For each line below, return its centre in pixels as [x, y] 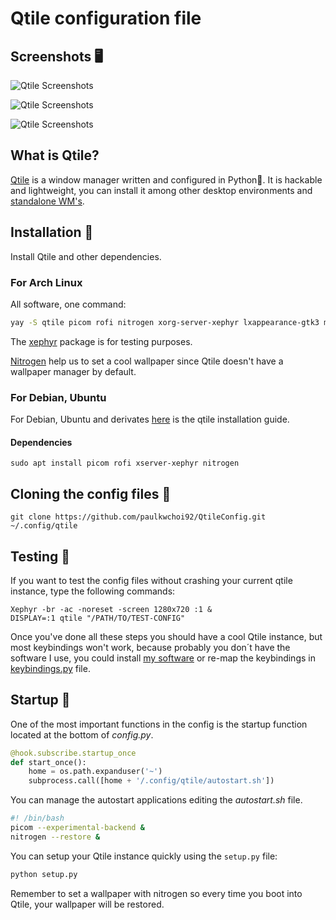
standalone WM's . [47, 201]
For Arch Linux [46, 282]
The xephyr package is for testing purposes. [101, 341]
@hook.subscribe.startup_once [73, 753]
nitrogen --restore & [55, 837]
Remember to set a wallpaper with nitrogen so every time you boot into [156, 893]
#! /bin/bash [37, 818]
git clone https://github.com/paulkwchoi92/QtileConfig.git [138, 517]
